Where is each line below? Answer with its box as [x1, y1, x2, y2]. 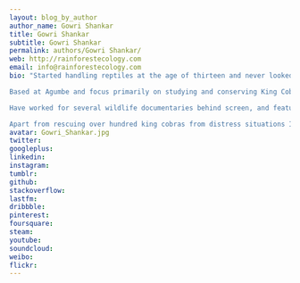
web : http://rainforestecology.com [9, 54, 142, 63]
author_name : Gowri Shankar [9, 21, 114, 30]
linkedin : [9, 153, 46, 162]
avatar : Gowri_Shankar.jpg [9, 128, 110, 137]
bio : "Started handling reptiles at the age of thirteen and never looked [9, 71, 294, 80]
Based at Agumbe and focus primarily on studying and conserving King [9, 87, 278, 96]
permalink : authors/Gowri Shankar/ [9, 46, 142, 55]
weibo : [9, 252, 34, 262]
